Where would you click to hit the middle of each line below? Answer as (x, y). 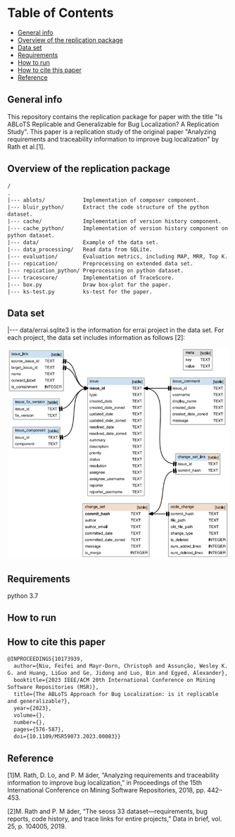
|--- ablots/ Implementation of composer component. (103, 200)
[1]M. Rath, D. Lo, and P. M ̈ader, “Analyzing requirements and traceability (113, 775)
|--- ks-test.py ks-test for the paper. (80, 292)
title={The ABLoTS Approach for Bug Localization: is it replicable (116, 695)
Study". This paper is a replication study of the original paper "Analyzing (112, 131)
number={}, (30, 723)
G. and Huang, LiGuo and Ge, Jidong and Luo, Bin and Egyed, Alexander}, (118, 673)
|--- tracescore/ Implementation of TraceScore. (91, 277)
